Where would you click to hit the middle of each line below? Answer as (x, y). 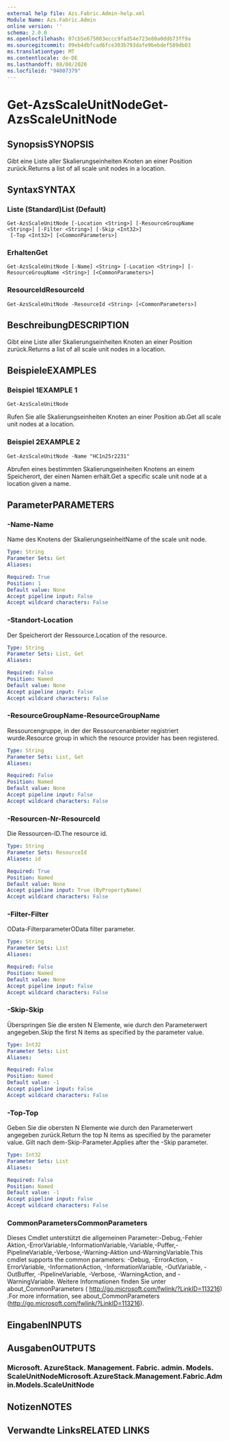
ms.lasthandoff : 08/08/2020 (47, 64)
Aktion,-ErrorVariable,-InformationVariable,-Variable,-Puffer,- (93, 1245)
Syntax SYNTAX (42, 189)
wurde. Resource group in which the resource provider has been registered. (113, 738)
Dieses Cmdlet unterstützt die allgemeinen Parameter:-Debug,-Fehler (105, 1238)
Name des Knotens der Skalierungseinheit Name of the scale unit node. (107, 539)
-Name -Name (30, 524)
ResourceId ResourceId (46, 290)
